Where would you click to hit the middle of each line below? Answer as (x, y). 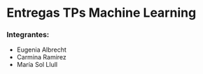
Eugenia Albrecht (42, 50)
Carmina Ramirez (42, 57)
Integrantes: (28, 35)
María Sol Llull (37, 65)
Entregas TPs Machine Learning (101, 13)
